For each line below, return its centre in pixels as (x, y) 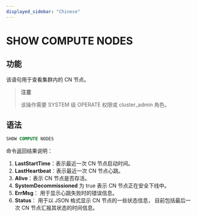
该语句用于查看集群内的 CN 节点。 (48, 79)
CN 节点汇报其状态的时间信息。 (60, 208)
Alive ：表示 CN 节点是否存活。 (52, 179)
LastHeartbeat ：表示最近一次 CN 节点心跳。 (69, 171)
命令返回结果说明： (29, 151)
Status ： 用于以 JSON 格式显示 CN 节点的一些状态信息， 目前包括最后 (100, 200)
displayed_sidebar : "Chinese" (43, 12)
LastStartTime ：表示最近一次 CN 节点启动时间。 (74, 164)
